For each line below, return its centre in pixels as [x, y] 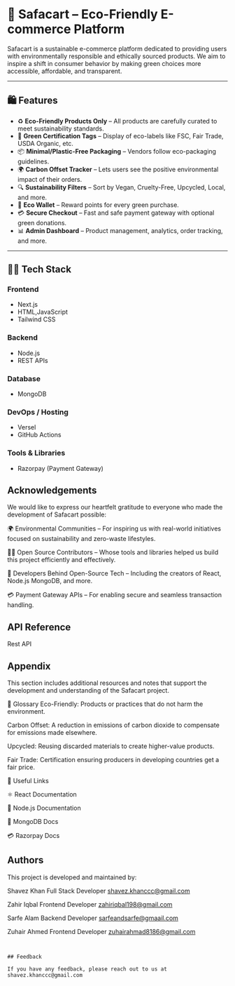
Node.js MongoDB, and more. [50, 581]
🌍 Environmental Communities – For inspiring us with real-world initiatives [114, 528]
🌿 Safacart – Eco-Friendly [83, 14]
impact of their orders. [50, 179]
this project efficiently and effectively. [62, 560]
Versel [27, 427]
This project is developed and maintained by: [72, 877]
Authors [26, 860]
